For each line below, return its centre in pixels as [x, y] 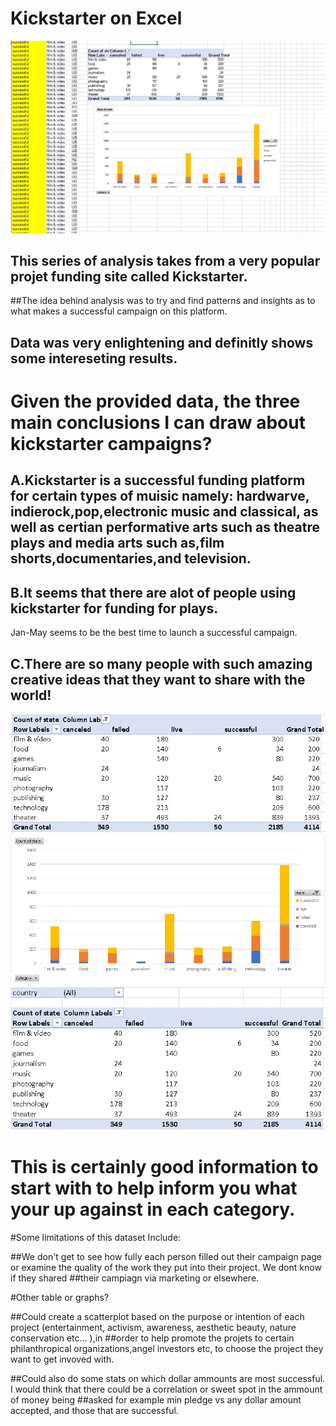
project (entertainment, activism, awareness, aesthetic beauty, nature [153, 1327]
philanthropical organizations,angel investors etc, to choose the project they [167, 1348]
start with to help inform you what [154, 1188]
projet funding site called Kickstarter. [129, 276]
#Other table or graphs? [60, 1297]
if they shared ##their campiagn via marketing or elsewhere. [135, 1278]
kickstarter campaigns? [111, 443]
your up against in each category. [153, 1209]
